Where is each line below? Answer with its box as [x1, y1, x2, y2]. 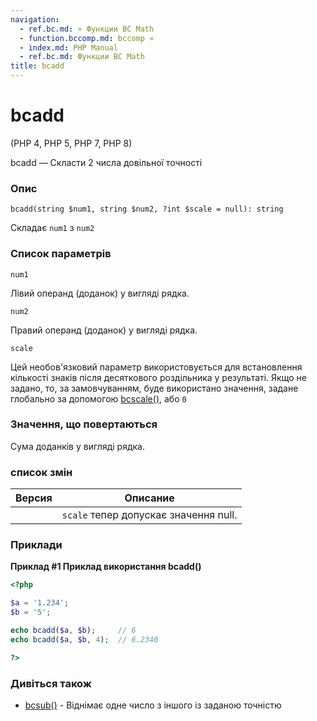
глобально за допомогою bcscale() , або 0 [10, 392, 187, 405]
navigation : [10, 14, 60, 25]
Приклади [10, 538, 63, 552]
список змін [10, 465, 73, 479]
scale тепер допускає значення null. [61, 508, 238, 522]
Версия [15, 491, 53, 505]
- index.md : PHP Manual [19, 42, 118, 53]
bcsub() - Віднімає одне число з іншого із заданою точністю [24, 699, 282, 711]
